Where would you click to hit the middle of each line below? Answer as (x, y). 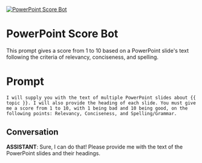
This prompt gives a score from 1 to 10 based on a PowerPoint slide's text (98, 50)
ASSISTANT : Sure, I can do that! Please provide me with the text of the (95, 147)
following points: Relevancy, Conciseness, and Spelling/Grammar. (92, 113)
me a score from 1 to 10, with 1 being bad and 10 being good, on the (97, 108)
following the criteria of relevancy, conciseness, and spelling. (83, 57)
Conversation (32, 132)
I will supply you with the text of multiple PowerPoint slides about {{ (101, 98)
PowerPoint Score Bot (62, 34)
